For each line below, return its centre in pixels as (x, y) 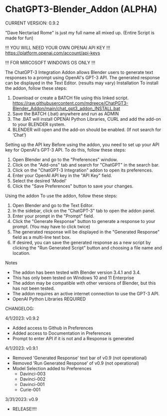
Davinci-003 (33, 374)
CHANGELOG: (20, 308)
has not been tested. (33, 288)
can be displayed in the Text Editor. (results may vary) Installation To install (82, 83)
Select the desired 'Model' (39, 181)
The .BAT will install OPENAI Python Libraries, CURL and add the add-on (86, 119)
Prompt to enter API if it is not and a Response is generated (73, 338)
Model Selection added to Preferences (52, 368)
